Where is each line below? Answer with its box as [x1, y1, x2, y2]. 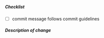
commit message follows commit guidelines [12, 16, 100, 22]
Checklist [5, 4, 25, 10]
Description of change [5, 27, 51, 33]
